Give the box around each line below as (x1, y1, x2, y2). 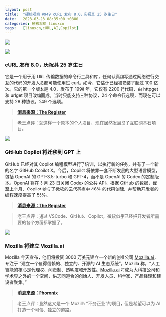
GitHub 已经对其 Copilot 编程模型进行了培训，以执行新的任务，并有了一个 (5, 161, 155, 167)
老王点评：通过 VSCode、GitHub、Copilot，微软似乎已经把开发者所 (17, 213, 155, 219)
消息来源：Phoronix (17, 290, 58, 296)
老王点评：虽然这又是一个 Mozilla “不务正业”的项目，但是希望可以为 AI (17, 301, 161, 307)
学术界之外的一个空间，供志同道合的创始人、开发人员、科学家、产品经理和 (5, 273, 157, 279)
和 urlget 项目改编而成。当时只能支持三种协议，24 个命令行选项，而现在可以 (5, 92, 161, 98)
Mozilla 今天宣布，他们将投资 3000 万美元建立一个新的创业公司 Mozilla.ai (5, 254, 154, 260)
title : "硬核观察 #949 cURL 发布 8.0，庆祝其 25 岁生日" (5, 12, 118, 17)
